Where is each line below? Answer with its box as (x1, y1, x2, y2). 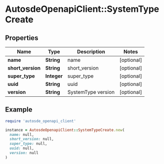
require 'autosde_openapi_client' (5, 119, 77, 123)
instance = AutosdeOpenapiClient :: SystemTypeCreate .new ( (5, 127, 125, 132)
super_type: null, (9, 141, 48, 146)
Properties (5, 34, 39, 42)
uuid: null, (9, 146, 35, 151)
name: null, (9, 132, 35, 137)
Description (77, 48, 105, 55)
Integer (45, 73, 63, 80)
